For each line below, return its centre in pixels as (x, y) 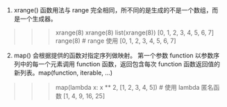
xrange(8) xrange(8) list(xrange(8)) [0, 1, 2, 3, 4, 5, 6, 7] (134, 32)
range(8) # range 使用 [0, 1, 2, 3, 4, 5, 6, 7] (116, 41)
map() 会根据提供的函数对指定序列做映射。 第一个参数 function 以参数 (113, 55)
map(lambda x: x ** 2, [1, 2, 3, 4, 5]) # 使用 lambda (127, 87)
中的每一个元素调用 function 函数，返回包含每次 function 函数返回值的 (120, 64)
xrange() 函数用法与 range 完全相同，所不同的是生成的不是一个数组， (113, 10)
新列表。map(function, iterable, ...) (63, 72)
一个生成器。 (38, 19)
